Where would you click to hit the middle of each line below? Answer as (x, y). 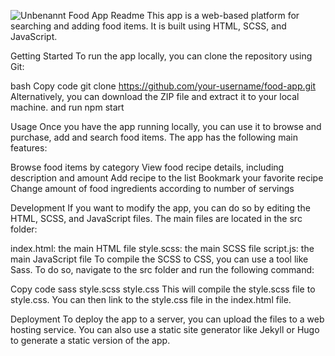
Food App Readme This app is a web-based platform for (184, 15)
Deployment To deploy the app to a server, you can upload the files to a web (167, 319)
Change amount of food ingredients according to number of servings (152, 188)
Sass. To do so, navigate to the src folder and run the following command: (162, 269)
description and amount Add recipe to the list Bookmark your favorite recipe (167, 178)
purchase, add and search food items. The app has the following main (154, 137)
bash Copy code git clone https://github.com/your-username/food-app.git (163, 86)
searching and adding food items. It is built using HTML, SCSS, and (148, 26)
